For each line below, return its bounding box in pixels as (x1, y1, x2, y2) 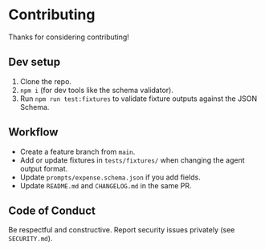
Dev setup (8, 55, 61, 69)
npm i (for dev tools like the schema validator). (19, 85, 174, 95)
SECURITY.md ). (8, 234, 53, 244)
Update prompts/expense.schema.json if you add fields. (19, 172, 201, 182)
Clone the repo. (19, 76, 72, 86)
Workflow (8, 126, 59, 139)
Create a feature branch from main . (19, 147, 136, 156)
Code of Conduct (8, 204, 96, 217)
